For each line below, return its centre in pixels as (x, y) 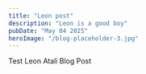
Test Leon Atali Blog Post (50, 61)
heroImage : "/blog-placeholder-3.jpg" (73, 38)
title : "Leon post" (41, 16)
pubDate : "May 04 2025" (48, 31)
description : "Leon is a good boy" (68, 23)
